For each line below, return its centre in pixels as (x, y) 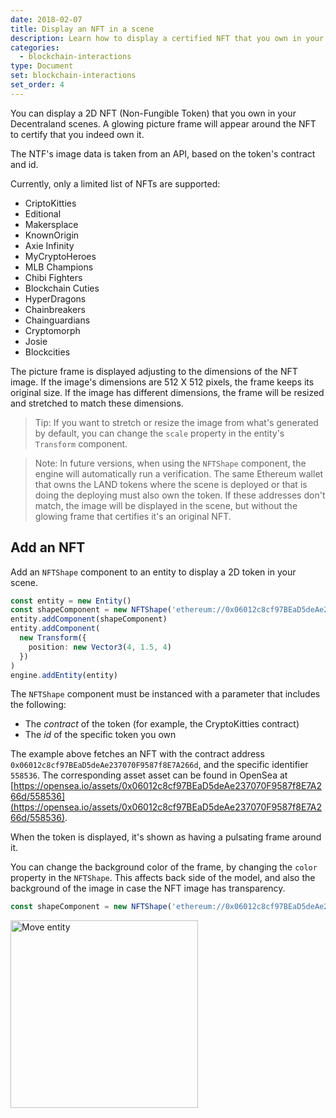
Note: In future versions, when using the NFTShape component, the (170, 463)
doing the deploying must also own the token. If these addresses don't (180, 495)
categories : (35, 47)
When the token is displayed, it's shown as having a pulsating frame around (166, 837)
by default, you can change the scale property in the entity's (159, 433)
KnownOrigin (52, 235)
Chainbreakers (55, 309)
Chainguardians (57, 320)
